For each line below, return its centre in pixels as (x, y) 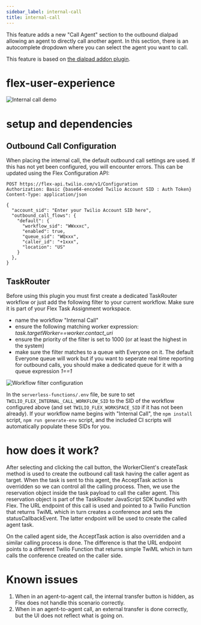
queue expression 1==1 (43, 371)
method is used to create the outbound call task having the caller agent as (98, 474)
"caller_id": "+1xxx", (50, 242)
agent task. (20, 525)
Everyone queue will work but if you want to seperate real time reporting (104, 358)
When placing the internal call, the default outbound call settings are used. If (100, 160)
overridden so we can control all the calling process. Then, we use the (93, 486)
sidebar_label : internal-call (44, 12)
